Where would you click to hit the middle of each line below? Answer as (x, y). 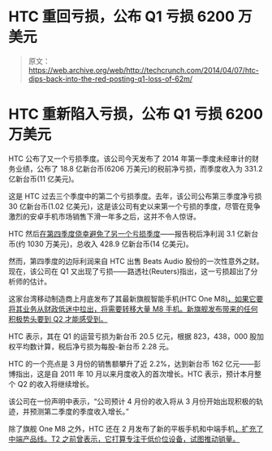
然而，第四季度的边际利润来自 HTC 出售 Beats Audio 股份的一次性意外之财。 (136, 261)
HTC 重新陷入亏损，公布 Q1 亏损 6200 (136, 114)
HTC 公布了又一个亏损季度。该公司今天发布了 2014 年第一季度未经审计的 (130, 158)
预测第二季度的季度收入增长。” (80, 411)
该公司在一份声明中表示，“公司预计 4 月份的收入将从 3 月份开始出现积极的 (132, 401)
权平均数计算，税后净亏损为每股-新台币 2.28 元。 (91, 346)
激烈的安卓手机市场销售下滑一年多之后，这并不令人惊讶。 (104, 216)
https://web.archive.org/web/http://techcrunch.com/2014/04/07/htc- (144, 70)
